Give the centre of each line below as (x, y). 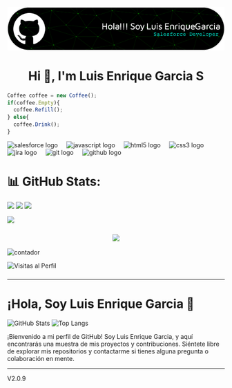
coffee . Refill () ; (38, 110)
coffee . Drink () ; (37, 124)
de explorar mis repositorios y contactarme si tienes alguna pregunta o (108, 351)
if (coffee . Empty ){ (33, 103)
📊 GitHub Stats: (54, 182)
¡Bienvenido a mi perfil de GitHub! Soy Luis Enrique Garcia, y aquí (100, 336)
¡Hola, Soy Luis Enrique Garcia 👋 (101, 304)
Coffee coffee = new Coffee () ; (52, 95)
